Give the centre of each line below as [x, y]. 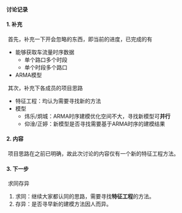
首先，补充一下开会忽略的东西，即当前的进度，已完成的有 [80, 39]
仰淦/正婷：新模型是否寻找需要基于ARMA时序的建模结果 [95, 124]
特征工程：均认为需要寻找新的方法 [58, 101]
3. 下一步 [18, 168]
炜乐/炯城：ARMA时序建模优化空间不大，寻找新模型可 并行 [97, 116]
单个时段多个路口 [46, 67]
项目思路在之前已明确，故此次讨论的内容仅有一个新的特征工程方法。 [93, 153]
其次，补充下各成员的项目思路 [45, 88]
